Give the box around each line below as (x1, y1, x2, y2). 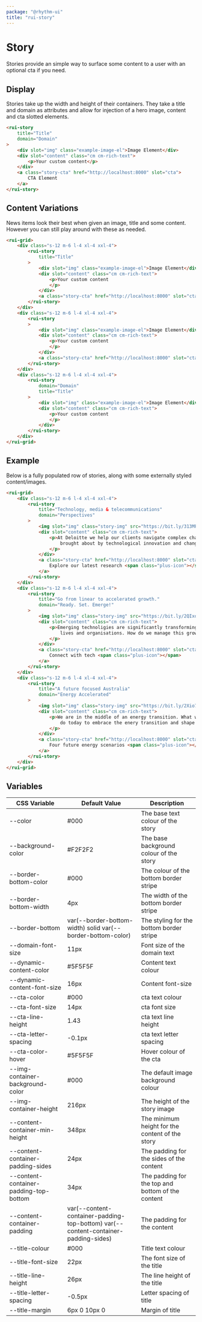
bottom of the (141, 1187, 180, 1195)
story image (141, 1105, 175, 1113)
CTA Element (28, 176, 58, 182)
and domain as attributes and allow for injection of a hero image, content (6, 107, 186, 114)
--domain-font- (9, 941, 57, 950)
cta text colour (141, 993, 182, 1002)
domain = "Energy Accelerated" (38, 692, 112, 698)
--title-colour (9, 1244, 50, 1253)
